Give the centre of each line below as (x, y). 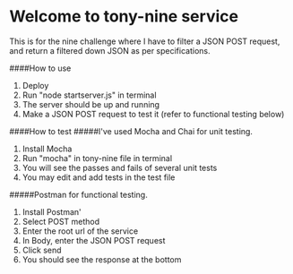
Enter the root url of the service (80, 231)
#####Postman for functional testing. (78, 194)
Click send (42, 250)
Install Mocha (47, 149)
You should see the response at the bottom (102, 259)
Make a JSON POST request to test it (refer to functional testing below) (153, 114)
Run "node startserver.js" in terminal (89, 95)
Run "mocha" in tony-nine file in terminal (97, 158)
